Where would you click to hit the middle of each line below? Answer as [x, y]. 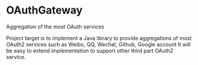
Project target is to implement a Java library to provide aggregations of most [99, 38]
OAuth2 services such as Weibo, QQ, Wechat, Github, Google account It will [98, 44]
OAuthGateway [44, 10]
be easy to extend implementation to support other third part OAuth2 [90, 50]
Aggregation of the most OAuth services [55, 27]
